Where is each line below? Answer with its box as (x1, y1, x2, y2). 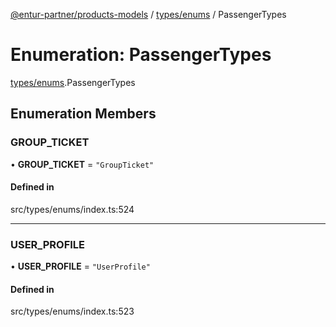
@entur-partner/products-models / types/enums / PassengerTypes (10, 9, 287, 20)
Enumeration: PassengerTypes (10, 44, 272, 66)
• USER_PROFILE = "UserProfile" (10, 260, 151, 273)
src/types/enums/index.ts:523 (10, 305, 135, 318)
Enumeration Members (10, 105, 157, 123)
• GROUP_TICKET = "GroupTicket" (10, 158, 155, 170)
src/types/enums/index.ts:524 (10, 203, 135, 215)
